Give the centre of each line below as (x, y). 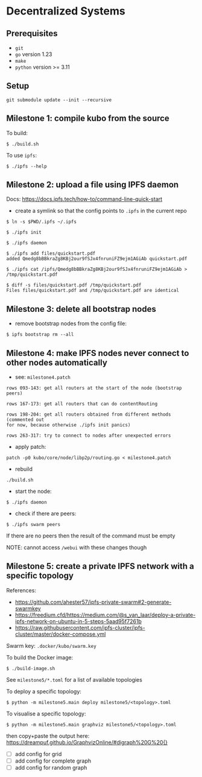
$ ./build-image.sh (31, 668)
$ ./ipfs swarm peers (33, 525)
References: (21, 590)
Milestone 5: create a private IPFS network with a (100, 566)
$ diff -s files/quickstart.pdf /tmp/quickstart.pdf (74, 285)
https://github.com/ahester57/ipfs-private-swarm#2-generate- (93, 602)
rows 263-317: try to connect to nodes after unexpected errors (89, 436)
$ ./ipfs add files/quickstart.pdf (51, 254)
